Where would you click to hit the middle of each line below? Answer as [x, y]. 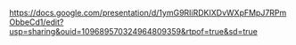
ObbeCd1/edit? [37, 22]
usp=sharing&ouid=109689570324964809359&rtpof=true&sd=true [134, 31]
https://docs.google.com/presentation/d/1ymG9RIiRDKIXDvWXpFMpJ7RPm [148, 13]
